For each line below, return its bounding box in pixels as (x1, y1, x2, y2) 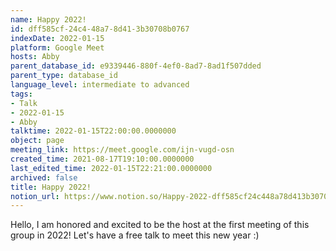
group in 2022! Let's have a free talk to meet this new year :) (10, 229, 260, 241)
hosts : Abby (10, 52, 60, 62)
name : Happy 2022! (10, 14, 87, 25)
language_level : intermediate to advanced (10, 80, 190, 90)
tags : (10, 89, 33, 99)
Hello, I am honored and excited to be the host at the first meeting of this (10, 219, 310, 231)
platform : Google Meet (10, 42, 105, 53)
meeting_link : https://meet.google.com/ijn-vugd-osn (10, 145, 235, 155)
